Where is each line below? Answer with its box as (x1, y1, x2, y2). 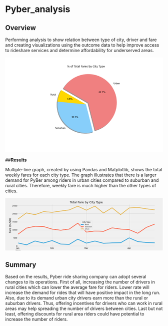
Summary (5, 260, 36, 269)
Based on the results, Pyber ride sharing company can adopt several (5, 274, 146, 280)
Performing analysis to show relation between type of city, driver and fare (5, 37, 157, 43)
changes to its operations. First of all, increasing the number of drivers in (5, 279, 155, 285)
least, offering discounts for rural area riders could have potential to (5, 311, 144, 317)
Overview (5, 24, 36, 32)
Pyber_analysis (5, 4, 70, 15)
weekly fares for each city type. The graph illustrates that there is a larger (5, 172, 156, 178)
